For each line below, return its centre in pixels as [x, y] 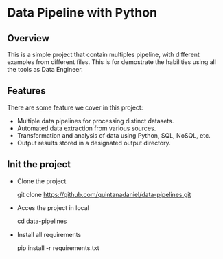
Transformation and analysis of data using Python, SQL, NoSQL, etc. [114, 135]
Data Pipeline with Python [82, 13]
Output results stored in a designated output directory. [94, 143]
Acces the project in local [53, 207]
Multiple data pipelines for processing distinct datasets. [95, 121]
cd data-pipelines [42, 221]
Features [26, 91]
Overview [28, 38]
